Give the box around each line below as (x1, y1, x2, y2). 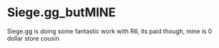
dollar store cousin (7, 34, 60, 42)
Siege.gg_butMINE (7, 5, 116, 20)
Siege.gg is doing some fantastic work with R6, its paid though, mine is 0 (7, 27, 212, 35)
